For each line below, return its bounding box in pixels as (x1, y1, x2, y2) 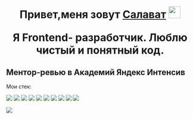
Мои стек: (6, 83, 32, 90)
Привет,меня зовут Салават (20, 8, 167, 21)
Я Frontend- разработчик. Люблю (13, 31, 188, 45)
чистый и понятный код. (36, 43, 164, 57)
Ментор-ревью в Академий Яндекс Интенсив (6, 67, 186, 77)
